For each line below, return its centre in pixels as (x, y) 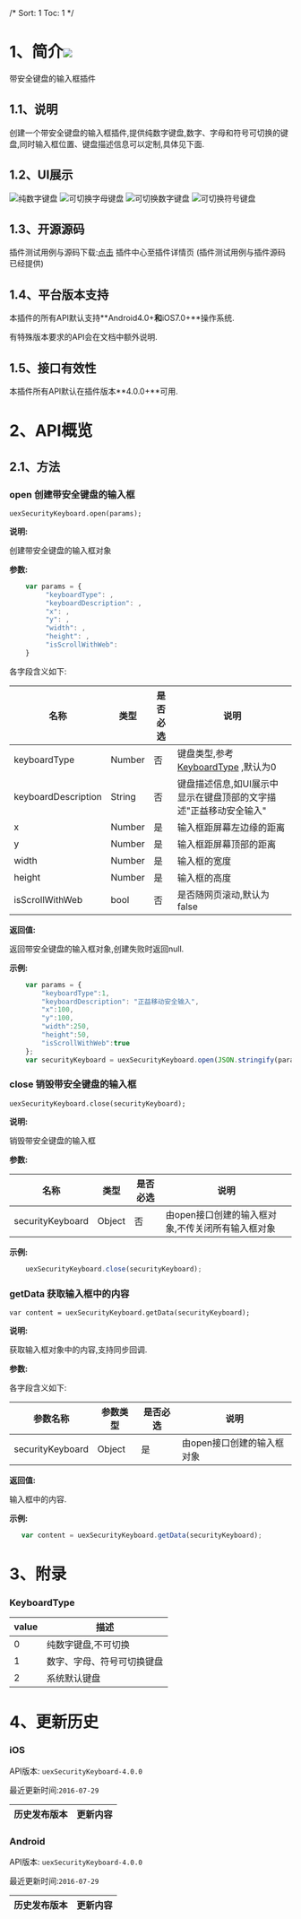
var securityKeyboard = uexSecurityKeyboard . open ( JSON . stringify (150, 1060)
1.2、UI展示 (41, 175)
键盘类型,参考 (206, 753)
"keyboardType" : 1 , (76, 993)
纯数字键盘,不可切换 (88, 1645)
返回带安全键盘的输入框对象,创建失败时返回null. (97, 949)
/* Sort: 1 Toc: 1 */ (42, 13)
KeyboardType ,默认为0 (227, 767)
